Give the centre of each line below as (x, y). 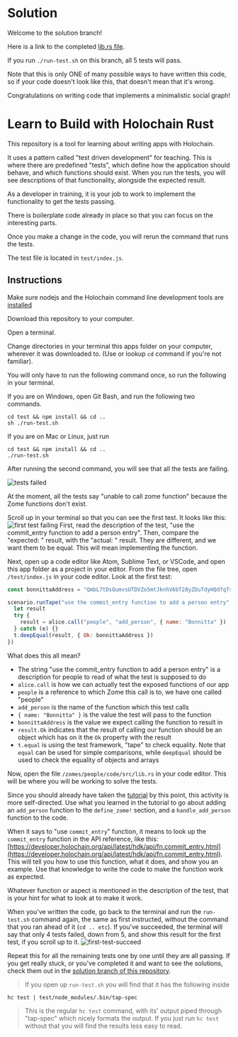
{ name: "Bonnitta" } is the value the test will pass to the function (114, 715)
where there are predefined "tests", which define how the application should (119, 165)
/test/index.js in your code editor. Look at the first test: (90, 576)
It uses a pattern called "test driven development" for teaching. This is (110, 157)
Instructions (35, 280)
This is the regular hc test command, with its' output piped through (123, 1011)
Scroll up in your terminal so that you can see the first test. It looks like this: (117, 517)
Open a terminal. (32, 332)
